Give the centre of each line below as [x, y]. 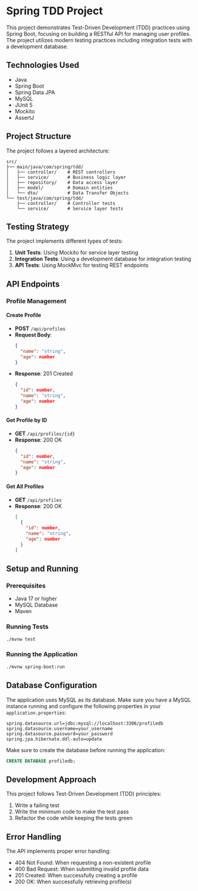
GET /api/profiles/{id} [45, 433]
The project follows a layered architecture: [58, 151]
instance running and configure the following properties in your [84, 706]
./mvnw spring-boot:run [36, 667]
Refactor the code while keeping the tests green [73, 818]
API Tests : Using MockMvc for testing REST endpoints [81, 265]
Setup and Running [42, 569]
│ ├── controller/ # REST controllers [61, 172]
